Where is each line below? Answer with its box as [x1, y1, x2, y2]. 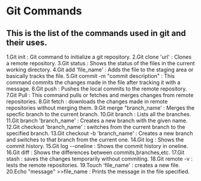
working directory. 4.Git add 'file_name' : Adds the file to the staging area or [6, 66, 194, 73]
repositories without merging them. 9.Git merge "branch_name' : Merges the [6, 104, 195, 111]
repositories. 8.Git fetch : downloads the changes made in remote [6, 98, 168, 105]
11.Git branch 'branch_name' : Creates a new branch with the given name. [6, 117, 188, 124]
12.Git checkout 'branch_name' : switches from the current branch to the [6, 123, 185, 130]
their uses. [6, 37, 47, 47]
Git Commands [6, 4, 82, 18]
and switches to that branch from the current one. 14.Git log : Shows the [6, 136, 184, 143]
